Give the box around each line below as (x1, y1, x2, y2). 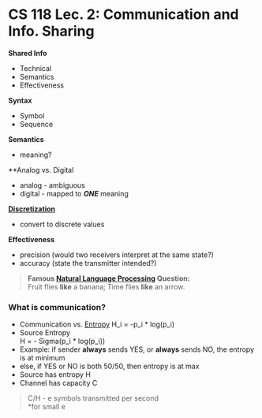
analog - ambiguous (19, 180, 85, 190)
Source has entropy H (19, 370, 92, 379)
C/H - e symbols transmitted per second (27, 394, 159, 403)
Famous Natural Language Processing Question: (27, 274, 191, 283)
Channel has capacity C (19, 379, 98, 388)
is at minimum (19, 353, 65, 363)
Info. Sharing (8, 22, 95, 40)
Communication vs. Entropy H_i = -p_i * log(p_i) (19, 319, 175, 329)
